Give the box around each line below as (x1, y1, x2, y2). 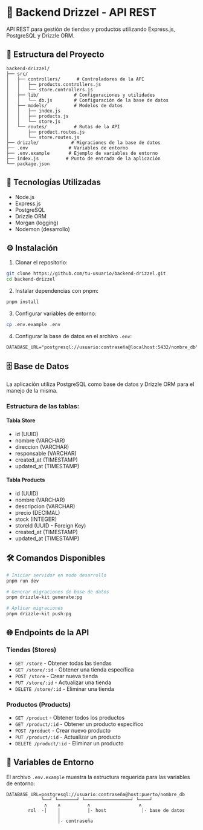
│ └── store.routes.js (6, 134, 80, 140)
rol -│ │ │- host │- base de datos (28, 807, 185, 813)
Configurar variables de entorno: (14, 310, 97, 317)
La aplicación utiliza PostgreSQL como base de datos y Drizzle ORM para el (6, 381, 195, 388)
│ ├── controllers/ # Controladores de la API (6, 76, 145, 82)
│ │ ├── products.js (6, 113, 69, 119)
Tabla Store (6, 417, 36, 424)
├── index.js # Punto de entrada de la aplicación (6, 155, 161, 162)
